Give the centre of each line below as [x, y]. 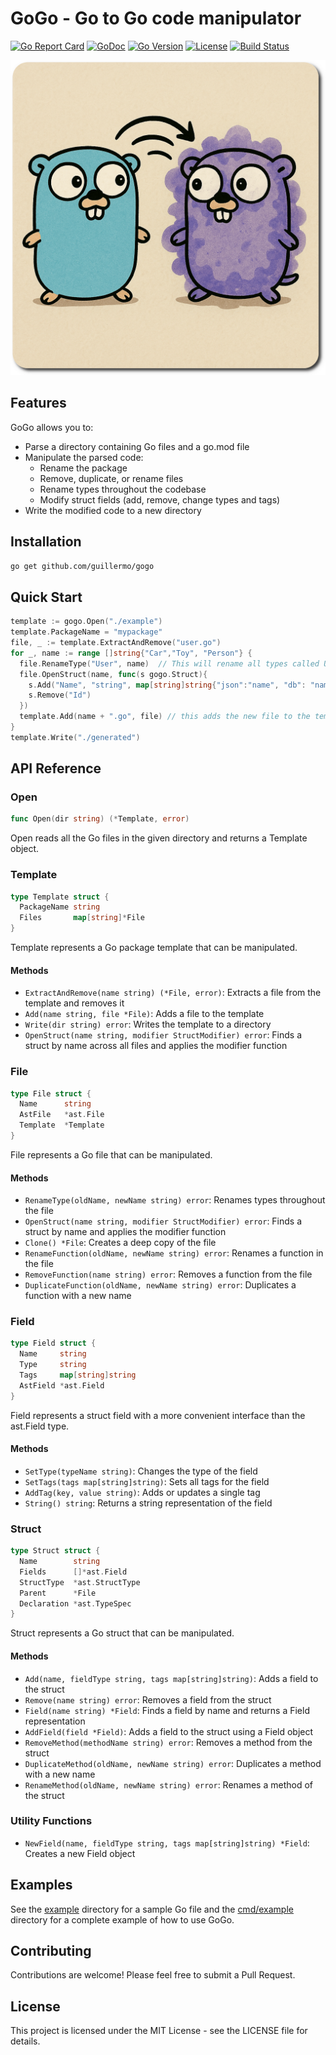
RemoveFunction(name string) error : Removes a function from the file [168, 1274]
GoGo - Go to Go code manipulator [156, 18]
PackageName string [60, 907]
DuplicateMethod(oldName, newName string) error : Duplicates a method [173, 1763]
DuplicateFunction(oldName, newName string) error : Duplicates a [160, 1285]
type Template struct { [60, 897]
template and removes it [74, 1003]
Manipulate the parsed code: [84, 457]
